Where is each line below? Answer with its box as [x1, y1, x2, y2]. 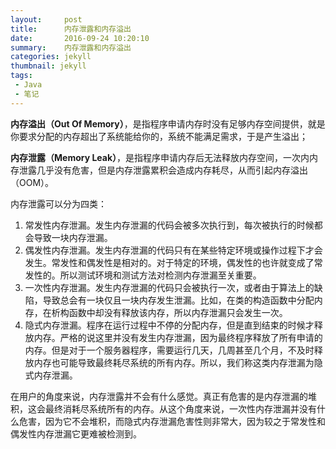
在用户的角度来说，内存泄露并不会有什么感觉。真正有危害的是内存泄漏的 [10, 390, 308, 402]
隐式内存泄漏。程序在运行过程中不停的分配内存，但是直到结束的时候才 [24, 319, 315, 331]
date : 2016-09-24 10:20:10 [10, 33, 150, 43]
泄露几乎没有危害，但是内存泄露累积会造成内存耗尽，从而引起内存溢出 [18, 164, 308, 176]
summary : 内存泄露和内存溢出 [10, 42, 132, 53]
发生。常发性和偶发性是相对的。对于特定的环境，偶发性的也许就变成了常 [24, 256, 323, 268]
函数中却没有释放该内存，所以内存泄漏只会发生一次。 [68, 306, 288, 318]
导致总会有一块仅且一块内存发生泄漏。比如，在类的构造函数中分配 [42, 294, 315, 306]
